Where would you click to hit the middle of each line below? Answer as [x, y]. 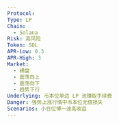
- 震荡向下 [27, 83]
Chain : [16, 26]
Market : [18, 64]
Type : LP [19, 20]
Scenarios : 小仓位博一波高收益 [47, 109]
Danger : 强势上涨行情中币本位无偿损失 [55, 102]
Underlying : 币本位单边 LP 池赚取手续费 [60, 96]
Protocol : [21, 13]
